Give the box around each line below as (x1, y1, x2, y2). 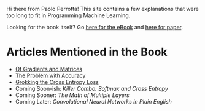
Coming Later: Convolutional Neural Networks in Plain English (15, 98, 172, 105)
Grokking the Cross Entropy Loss (15, 78, 99, 85)
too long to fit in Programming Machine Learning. (6, 12, 131, 19)
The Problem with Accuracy (15, 72, 86, 79)
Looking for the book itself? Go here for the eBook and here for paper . (6, 24, 183, 31)
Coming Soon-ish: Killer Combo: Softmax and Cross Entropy (15, 85, 169, 92)
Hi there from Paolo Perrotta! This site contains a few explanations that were (6, 6, 199, 12)
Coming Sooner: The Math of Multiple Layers (15, 91, 130, 99)
